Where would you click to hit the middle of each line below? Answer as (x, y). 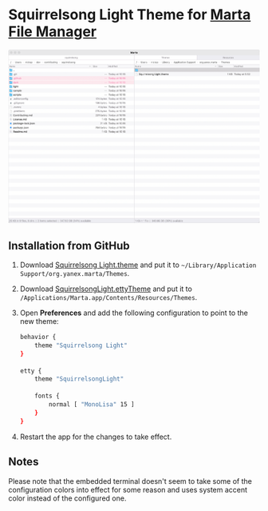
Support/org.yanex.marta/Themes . (75, 273)
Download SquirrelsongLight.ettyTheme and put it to (106, 289)
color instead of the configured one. (67, 498)
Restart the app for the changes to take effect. (96, 437)
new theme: (39, 321)
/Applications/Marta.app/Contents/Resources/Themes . (108, 297)
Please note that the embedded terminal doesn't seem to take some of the (130, 481)
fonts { (47, 396)
